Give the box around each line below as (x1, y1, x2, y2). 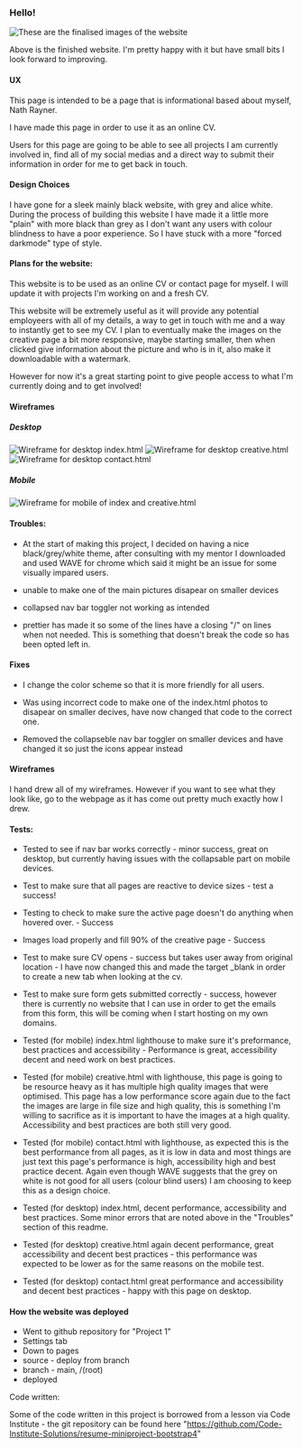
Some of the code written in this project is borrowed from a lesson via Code (9, 1409, 291, 1420)
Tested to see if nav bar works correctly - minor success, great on (22, 844, 269, 855)
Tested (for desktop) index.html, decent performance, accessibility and (22, 1202, 287, 1213)
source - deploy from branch (22, 1355, 131, 1366)
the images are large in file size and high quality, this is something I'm (22, 1100, 281, 1111)
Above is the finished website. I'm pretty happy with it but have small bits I (9, 44, 285, 55)
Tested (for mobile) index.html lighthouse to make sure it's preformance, (22, 1035, 291, 1046)
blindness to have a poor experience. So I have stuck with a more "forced (9, 227, 282, 238)
